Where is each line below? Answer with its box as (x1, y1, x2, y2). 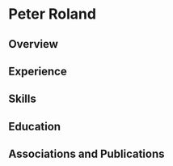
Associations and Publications (8, 147, 165, 161)
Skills (8, 92, 36, 106)
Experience (8, 64, 67, 78)
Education (8, 119, 61, 134)
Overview (8, 37, 59, 51)
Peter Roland (8, 5, 97, 23)
